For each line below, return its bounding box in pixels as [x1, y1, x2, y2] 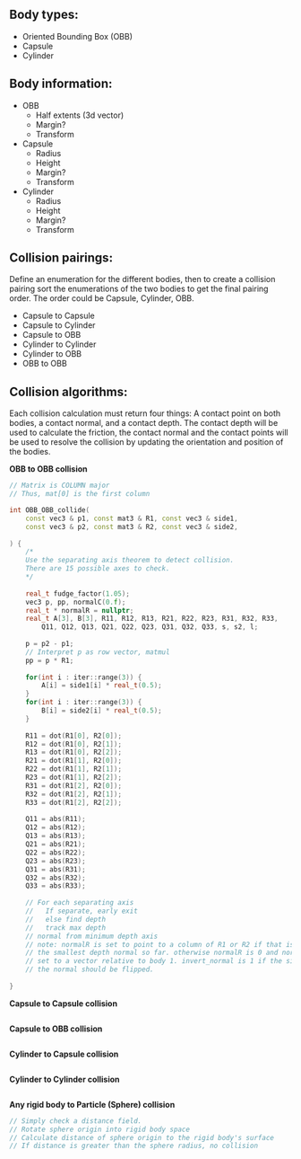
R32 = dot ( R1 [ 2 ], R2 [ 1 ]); [25, 790, 123, 799]
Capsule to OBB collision [9, 1023, 103, 1034]
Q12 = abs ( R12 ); [25, 823, 87, 832]
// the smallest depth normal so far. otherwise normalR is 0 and [25, 948, 279, 958]
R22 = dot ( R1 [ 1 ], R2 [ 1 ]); [25, 765, 123, 774]
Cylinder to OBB [21, 349, 82, 359]
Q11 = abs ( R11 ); [25, 815, 87, 824]
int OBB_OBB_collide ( [9, 506, 90, 515]
